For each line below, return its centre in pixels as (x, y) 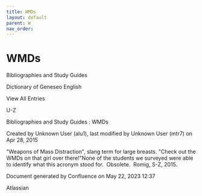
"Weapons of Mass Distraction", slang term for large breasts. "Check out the (101, 152)
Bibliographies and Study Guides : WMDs (57, 122)
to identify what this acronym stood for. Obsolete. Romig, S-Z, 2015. (92, 165)
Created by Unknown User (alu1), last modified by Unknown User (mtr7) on (99, 134)
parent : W (19, 23)
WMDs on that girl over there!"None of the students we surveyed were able (100, 158)
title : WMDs (21, 12)
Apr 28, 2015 (22, 140)
